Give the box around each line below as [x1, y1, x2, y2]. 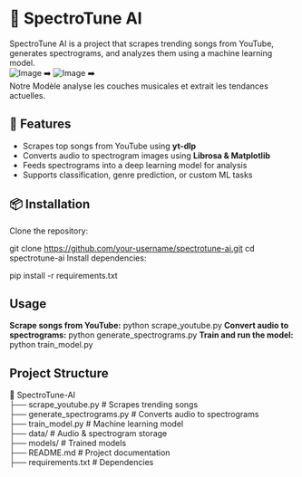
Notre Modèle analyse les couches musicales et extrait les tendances [9, 81, 269, 91]
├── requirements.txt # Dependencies [9, 457, 154, 468]
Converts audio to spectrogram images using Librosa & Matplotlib [22, 149, 270, 161]
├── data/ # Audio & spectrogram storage [9, 428, 168, 439]
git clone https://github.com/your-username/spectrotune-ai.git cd [9, 243, 256, 253]
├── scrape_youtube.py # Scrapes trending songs [9, 399, 199, 410]
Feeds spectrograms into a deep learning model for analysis [22, 159, 248, 170]
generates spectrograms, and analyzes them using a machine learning [9, 47, 273, 58]
